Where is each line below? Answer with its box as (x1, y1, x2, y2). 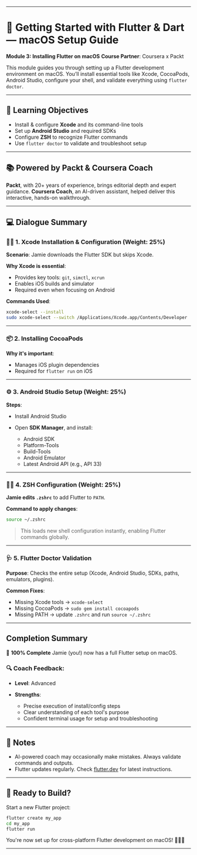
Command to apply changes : (6, 505, 78, 512)
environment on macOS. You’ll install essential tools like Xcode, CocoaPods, (6, 70, 189, 77)
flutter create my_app (6, 815, 62, 821)
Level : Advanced (14, 680, 56, 687)
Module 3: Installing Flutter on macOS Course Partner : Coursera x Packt (6, 52, 184, 59)
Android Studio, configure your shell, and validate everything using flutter (6, 76, 188, 83)
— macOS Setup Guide (6, 33, 119, 47)
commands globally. (20, 533, 69, 541)
